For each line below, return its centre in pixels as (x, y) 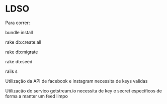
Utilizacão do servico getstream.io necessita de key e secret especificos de (84, 90)
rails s (11, 71)
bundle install (19, 32)
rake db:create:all (23, 42)
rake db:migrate (22, 52)
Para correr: (18, 23)
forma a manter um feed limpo (36, 96)
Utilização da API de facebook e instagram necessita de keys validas (76, 81)
